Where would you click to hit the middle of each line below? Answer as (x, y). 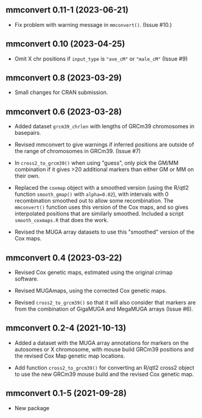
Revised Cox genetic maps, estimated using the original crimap (93, 272)
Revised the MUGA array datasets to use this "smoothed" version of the (104, 232)
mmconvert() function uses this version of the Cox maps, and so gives (101, 207)
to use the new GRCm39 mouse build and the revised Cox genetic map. (104, 374)
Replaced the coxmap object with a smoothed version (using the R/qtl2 (102, 188)
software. (26, 279)
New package (32, 408)
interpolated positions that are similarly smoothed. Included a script (99, 214)
